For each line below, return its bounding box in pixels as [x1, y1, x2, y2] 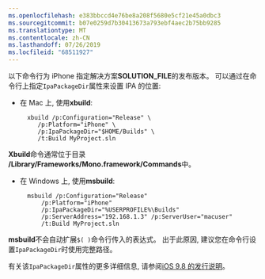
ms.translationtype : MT [8, 26, 87, 34]
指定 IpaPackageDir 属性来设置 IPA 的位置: [28, 81, 161, 90]
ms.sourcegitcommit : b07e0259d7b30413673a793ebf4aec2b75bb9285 [8, 19, 221, 27]
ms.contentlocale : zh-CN [8, 33, 90, 42]
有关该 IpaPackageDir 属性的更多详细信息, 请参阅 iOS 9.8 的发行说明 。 [8, 262, 229, 270]
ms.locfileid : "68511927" [8, 48, 93, 56]
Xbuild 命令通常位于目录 [8, 150, 86, 159]
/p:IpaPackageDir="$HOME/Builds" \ [37, 128, 155, 136]
